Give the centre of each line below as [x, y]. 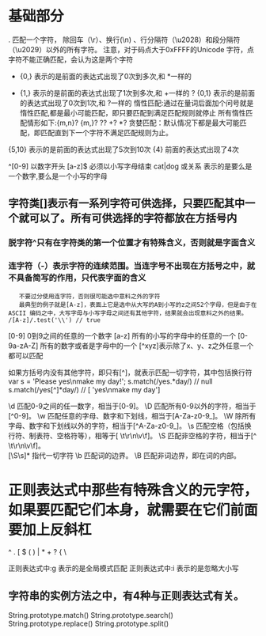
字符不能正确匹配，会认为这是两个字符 [70, 59]
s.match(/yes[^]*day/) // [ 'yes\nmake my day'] [84, 389]
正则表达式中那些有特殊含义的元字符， [133, 490]
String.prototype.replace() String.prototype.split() [89, 624]
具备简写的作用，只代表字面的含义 [81, 278]
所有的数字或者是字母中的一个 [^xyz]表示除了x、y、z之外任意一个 [147, 346]
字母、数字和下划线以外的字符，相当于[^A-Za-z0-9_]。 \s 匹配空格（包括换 [130, 426]
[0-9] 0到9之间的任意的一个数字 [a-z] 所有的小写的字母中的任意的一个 [122, 335]
